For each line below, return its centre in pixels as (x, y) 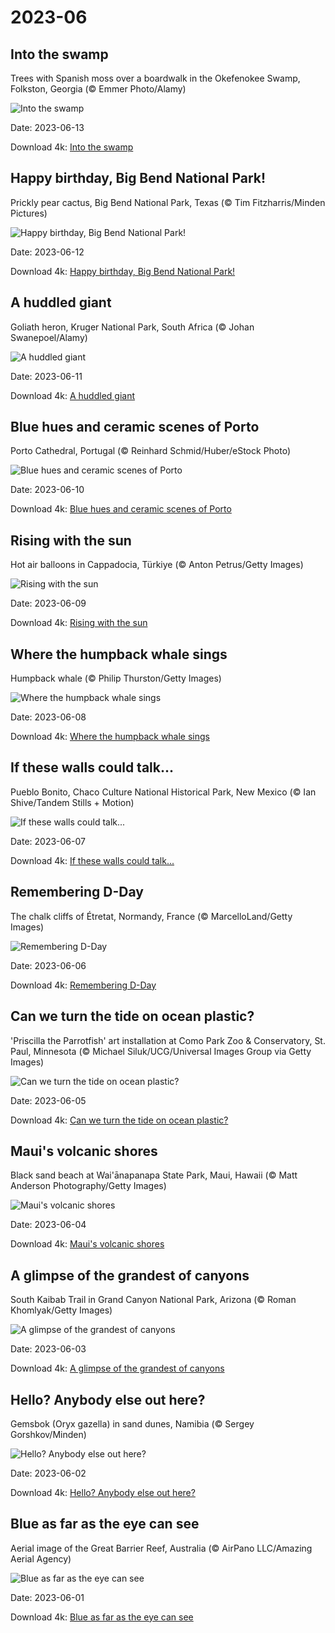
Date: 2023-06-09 (48, 603)
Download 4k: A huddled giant (73, 395)
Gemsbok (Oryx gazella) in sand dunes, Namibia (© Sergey (132, 1423)
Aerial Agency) (41, 1558)
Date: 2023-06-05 (48, 1100)
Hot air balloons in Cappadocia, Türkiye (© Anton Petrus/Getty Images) (157, 565)
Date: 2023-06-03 (48, 1349)
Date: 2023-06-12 (47, 252)
